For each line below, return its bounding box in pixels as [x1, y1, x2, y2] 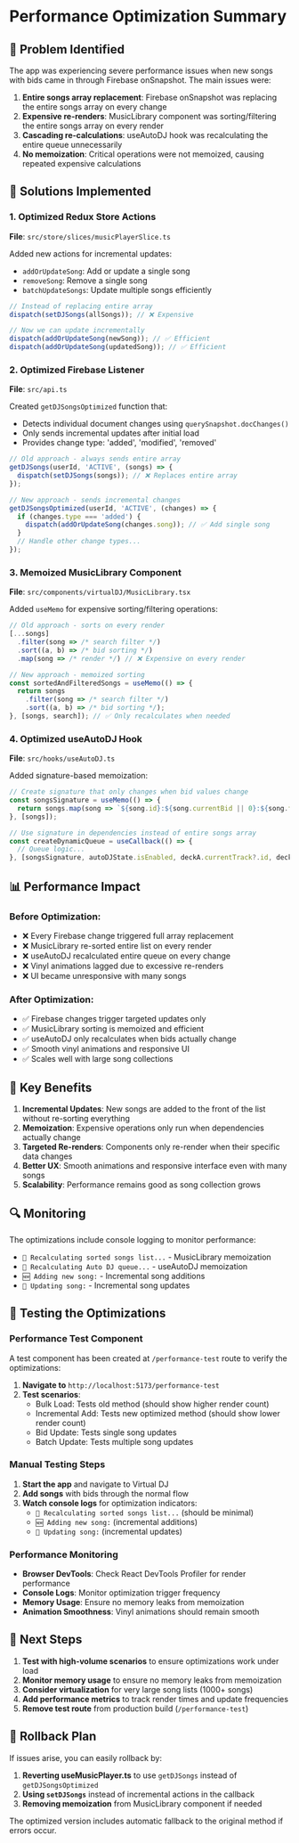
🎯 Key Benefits [9, 1080, 93, 1095]
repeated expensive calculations [21, 159, 141, 168]
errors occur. [9, 1824, 57, 1836]
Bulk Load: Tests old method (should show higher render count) [35, 1399, 270, 1409]
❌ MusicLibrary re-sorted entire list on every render [21, 940, 212, 950]
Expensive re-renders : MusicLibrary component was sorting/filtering [21, 111, 278, 121]
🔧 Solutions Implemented [9, 184, 151, 200]
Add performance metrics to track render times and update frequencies [21, 1693, 289, 1704]
